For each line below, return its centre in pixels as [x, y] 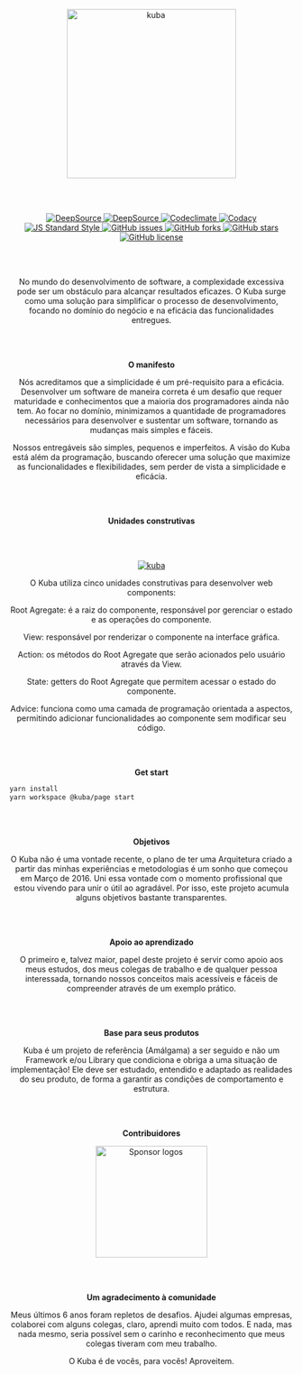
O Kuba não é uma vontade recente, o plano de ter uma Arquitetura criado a [151, 859]
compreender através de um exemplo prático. [151, 988]
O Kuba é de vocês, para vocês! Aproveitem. [151, 1361]
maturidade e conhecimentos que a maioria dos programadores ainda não [151, 401]
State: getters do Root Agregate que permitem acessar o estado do [151, 682]
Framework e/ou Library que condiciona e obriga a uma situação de [151, 1059]
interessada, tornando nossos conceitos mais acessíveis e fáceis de [151, 978]
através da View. [151, 664]
